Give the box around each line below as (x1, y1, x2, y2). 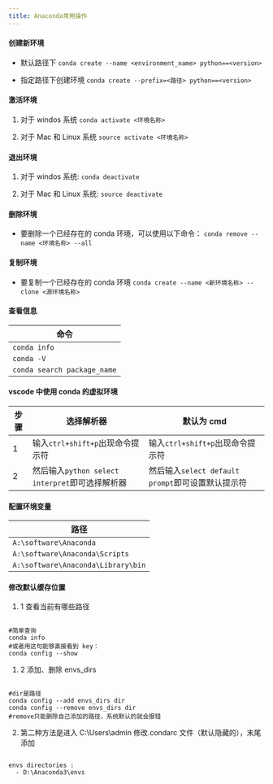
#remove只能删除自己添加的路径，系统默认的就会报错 (8, 712, 161, 721)
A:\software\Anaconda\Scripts (12, 550, 130, 559)
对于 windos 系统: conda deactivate (19, 172, 140, 181)
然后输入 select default (149, 465, 240, 477)
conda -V (12, 354, 46, 363)
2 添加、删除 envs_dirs (19, 664, 97, 675)
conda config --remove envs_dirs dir (8, 704, 136, 712)
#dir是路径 (8, 690, 42, 698)
